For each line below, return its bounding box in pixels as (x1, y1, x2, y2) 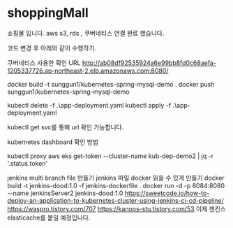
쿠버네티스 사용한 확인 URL (7, 58, 81, 67)
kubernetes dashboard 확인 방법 (7, 138, 99, 146)
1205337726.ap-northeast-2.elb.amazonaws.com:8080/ (7, 66, 169, 75)
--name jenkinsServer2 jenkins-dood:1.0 (7, 189, 123, 197)
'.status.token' (7, 159, 48, 167)
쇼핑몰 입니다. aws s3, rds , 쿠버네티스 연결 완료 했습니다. (7, 29, 165, 37)
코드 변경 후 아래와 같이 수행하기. (7, 43, 97, 52)
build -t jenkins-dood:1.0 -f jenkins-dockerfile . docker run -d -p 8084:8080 (7, 181, 225, 190)
